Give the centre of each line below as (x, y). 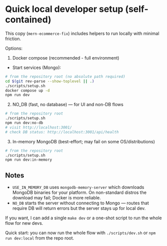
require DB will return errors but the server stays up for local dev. (79, 208)
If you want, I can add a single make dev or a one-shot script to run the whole (83, 218)
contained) (28, 20)
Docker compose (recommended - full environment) (66, 58)
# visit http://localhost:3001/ (39, 127)
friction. (13, 39)
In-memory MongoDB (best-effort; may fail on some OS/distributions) (83, 141)
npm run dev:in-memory (29, 160)
